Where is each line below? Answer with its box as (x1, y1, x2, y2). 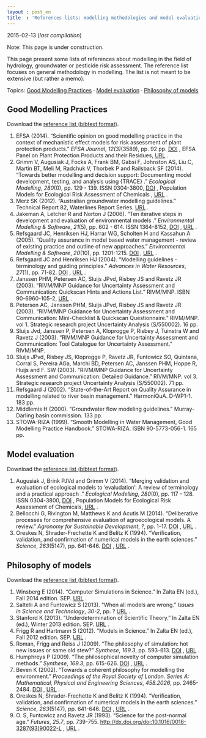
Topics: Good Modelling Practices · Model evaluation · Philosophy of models (7, 86, 199, 94)
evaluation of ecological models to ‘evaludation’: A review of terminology (15, 484, 199, 491)
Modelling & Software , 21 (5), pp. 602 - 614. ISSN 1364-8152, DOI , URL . (15, 223, 197, 231)
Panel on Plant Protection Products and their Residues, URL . (15, 152, 169, 159)
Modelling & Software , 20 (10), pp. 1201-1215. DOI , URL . (15, 249, 157, 257)
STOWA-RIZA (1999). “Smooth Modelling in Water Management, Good (15, 419, 193, 426)
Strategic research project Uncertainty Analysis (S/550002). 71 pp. (15, 379, 184, 387)
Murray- (174, 405, 195, 413)
